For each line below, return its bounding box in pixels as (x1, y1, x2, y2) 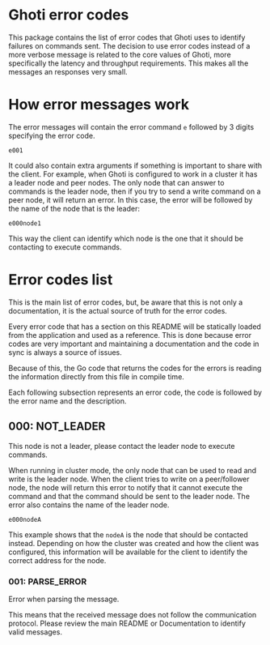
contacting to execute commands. (8, 241, 122, 252)
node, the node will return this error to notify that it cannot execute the (8, 482, 243, 492)
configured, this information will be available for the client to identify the (8, 547, 248, 557)
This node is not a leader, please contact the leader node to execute (8, 441, 235, 451)
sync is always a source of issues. (8, 347, 123, 357)
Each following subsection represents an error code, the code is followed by (8, 387, 263, 397)
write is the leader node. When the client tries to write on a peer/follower (8, 474, 250, 484)
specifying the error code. (8, 130, 95, 140)
